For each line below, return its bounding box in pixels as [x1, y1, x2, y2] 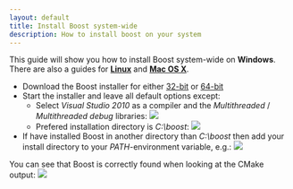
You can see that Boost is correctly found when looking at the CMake [9, 159, 264, 170]
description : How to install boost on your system [9, 30, 202, 39]
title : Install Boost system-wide [9, 21, 138, 30]
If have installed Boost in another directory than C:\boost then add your [21, 131, 285, 142]
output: [9, 169, 36, 180]
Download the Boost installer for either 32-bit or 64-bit [21, 82, 224, 92]
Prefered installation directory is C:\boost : [35, 122, 189, 133]
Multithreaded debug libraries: [35, 111, 147, 122]
